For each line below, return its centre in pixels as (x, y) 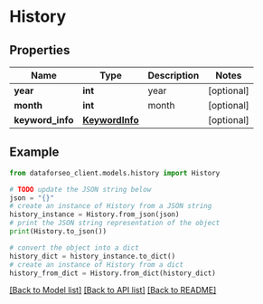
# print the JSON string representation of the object (115, 223)
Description (174, 76)
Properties (40, 50)
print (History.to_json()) (58, 232)
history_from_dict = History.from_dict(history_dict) (113, 273)
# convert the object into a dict (75, 247)
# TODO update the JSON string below (80, 189)
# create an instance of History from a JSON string (111, 206)
